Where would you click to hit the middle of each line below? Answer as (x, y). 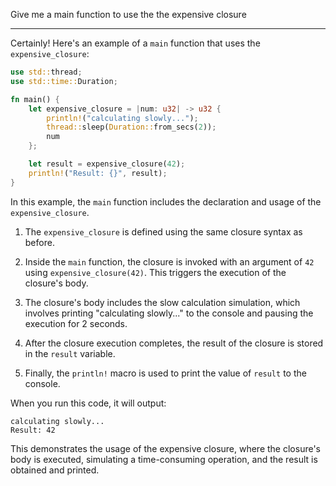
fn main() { (35, 99)
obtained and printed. (55, 470)
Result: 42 (33, 430)
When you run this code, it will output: (88, 403)
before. (39, 242)
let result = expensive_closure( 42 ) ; (107, 164)
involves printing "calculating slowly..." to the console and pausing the (169, 313)
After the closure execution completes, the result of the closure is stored (174, 343)
